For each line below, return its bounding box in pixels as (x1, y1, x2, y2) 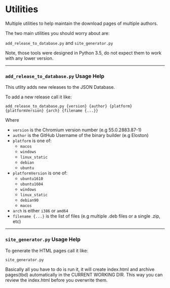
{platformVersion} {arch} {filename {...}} (5, 108, 99, 114)
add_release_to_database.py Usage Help (5, 73, 105, 80)
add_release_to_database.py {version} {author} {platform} (5, 104, 133, 109)
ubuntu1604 (20, 182, 44, 187)
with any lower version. (5, 55, 54, 61)
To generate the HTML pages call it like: (5, 247, 89, 254)
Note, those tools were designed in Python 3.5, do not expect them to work (5, 50, 162, 56)
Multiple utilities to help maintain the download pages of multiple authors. (5, 20, 158, 26)
